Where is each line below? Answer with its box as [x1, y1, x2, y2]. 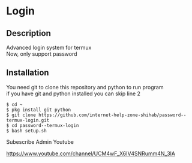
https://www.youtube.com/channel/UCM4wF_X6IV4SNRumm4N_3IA [6, 150, 176, 157]
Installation [6, 68, 49, 78]
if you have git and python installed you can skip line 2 [6, 90, 141, 97]
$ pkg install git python [6, 107, 71, 113]
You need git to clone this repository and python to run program [6, 83, 164, 90]
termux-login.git [6, 117, 50, 123]
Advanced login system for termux [6, 44, 92, 51]
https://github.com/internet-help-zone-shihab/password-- [38, 112, 187, 118]
